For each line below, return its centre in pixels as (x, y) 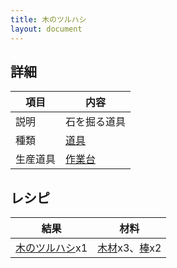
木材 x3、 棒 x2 (129, 248)
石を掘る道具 (96, 122)
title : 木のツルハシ (48, 19)
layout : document (46, 29)
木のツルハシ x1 (51, 248)
